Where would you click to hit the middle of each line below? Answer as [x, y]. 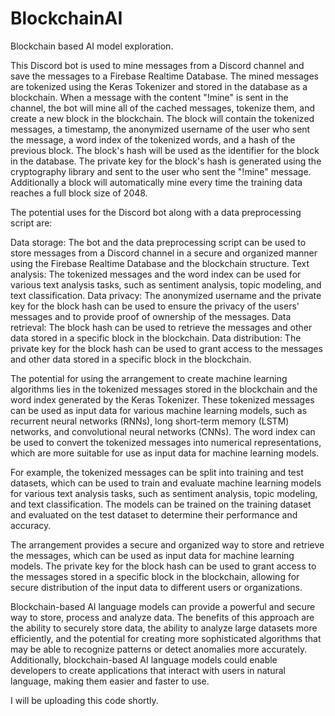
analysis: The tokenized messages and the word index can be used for [156, 274]
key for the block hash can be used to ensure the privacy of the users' [155, 306]
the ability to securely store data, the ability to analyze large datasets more [164, 628]
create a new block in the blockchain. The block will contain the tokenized [162, 118]
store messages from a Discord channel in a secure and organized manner [164, 253]
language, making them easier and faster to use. [110, 681]
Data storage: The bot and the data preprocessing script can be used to [158, 242]
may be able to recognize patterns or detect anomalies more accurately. [159, 649]
